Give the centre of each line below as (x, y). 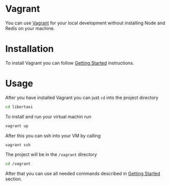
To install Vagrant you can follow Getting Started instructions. (70, 63)
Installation (30, 49)
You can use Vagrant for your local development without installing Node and (85, 23)
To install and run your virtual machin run (48, 116)
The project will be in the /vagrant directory (51, 154)
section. (14, 179)
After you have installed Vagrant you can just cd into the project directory (82, 98)
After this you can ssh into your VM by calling (53, 136)
